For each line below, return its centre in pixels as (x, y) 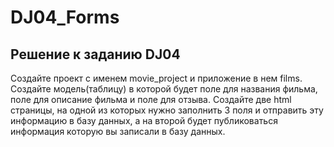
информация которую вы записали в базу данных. (118, 131)
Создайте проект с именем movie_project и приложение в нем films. (156, 78)
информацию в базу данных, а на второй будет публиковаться (144, 120)
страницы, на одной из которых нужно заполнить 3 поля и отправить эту (167, 110)
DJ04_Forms (65, 17)
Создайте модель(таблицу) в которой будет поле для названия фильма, (164, 89)
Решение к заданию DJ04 (95, 54)
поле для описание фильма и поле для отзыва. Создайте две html (151, 99)
